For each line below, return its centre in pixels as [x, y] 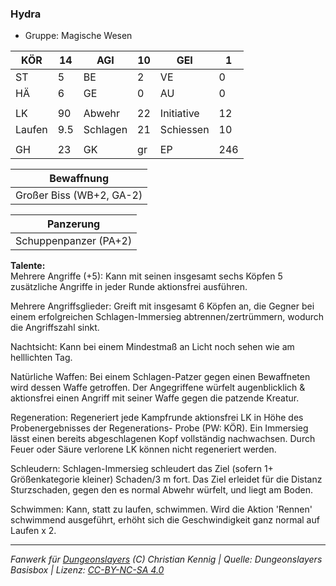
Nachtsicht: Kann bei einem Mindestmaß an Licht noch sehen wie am [152, 347]
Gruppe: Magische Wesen [78, 36]
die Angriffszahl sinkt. [55, 328]
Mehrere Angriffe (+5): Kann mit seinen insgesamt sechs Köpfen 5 [146, 276]
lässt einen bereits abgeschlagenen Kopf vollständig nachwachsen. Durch [163, 439]
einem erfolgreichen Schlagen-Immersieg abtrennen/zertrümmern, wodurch [167, 317]
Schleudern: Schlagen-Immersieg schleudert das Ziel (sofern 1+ [142, 469]
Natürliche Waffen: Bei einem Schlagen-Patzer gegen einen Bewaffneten [160, 377]
